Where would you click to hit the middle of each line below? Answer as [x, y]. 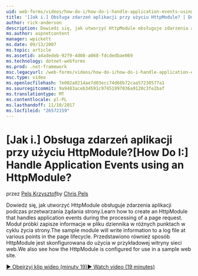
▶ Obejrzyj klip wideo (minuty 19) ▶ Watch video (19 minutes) [80, 267]
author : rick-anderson [34, 22]
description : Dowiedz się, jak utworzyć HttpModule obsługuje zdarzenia [97, 28]
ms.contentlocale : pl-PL [37, 99]
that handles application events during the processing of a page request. [94, 218]
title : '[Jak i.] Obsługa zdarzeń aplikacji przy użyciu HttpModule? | [96, 17]
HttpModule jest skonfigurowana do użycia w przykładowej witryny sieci [94, 243]
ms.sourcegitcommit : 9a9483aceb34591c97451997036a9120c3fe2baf [85, 89]
